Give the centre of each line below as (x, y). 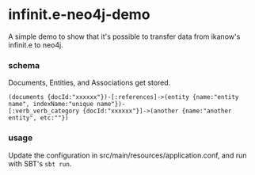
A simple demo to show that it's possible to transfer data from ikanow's (124, 36)
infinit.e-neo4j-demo (79, 15)
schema (24, 65)
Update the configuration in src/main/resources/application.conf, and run (127, 155)
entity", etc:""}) (38, 118)
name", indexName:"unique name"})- (67, 105)
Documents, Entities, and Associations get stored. (89, 83)
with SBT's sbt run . (40, 163)
